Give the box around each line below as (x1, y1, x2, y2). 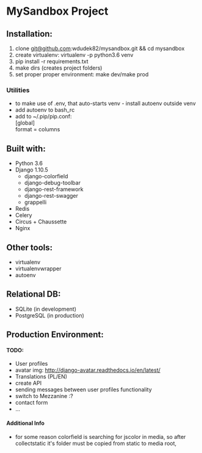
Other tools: (6, 242, 53, 253)
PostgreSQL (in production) (15, 311, 84, 319)
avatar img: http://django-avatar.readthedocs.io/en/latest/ (15, 366, 161, 374)
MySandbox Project (6, 4, 109, 18)
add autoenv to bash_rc (15, 106, 75, 114)
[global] (15, 119, 35, 126)
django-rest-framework (24, 186, 84, 193)
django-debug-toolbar (24, 179, 81, 187)
